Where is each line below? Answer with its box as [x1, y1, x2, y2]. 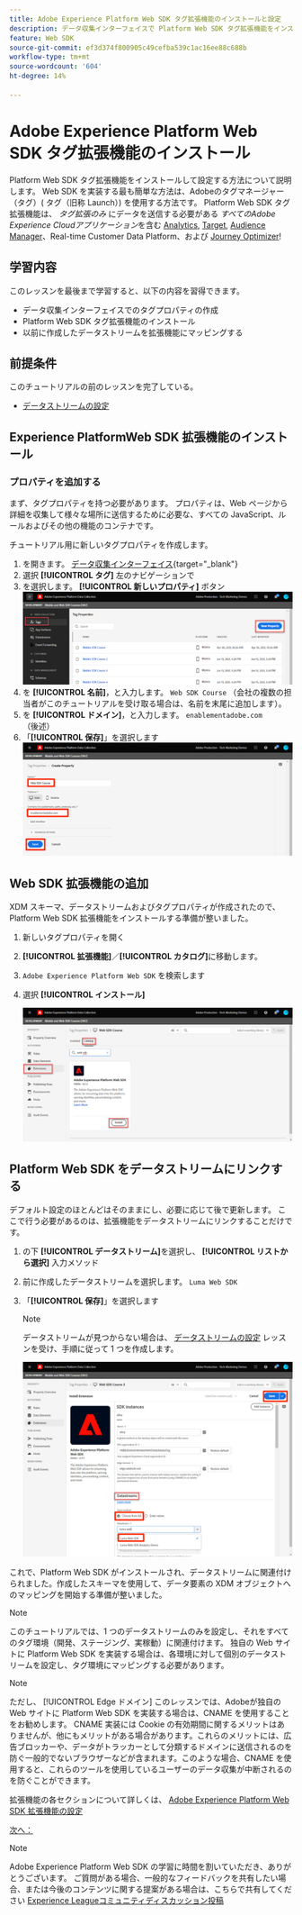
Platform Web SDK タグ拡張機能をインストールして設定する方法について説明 [9, 174, 292, 185]
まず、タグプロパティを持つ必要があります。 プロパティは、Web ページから [9, 498, 289, 508]
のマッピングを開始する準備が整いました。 [9, 1589, 167, 1600]
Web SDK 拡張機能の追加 [9, 876, 149, 891]
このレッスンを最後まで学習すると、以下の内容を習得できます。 [9, 285, 245, 296]
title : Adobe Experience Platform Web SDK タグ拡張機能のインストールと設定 [9, 14, 281, 23]
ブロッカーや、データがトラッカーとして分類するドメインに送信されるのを [16, 1741, 293, 1752]
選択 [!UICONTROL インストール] [22, 989, 146, 1000]
